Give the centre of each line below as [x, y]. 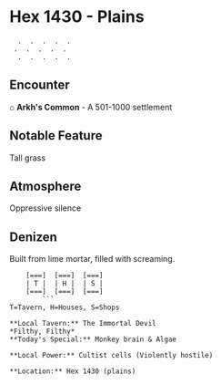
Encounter [40, 85]
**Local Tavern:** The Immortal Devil [83, 324]
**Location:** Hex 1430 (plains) [73, 371]
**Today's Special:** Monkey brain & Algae [93, 339]
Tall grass [28, 158]
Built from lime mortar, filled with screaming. [92, 259]
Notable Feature [56, 135]
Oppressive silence [45, 208]
